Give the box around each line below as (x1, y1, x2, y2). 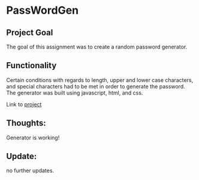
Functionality (6, 60, 57, 71)
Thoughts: (6, 118, 46, 129)
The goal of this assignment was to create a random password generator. (6, 43, 188, 50)
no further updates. (6, 167, 55, 174)
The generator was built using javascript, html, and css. (6, 89, 143, 96)
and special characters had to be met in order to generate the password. (6, 83, 186, 90)
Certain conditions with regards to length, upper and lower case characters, (6, 76, 194, 84)
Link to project (6, 100, 42, 108)
